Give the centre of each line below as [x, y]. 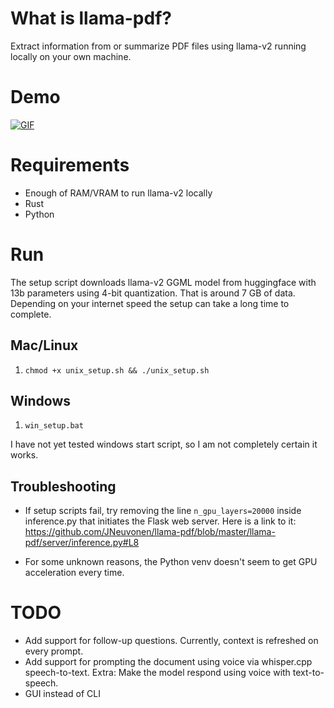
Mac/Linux [44, 345]
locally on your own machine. [71, 56]
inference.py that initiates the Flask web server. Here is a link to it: [160, 521]
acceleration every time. [74, 573]
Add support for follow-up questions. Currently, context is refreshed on [171, 641]
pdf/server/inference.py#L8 [82, 543]
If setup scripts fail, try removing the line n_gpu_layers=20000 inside [163, 511]
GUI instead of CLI [62, 694]
